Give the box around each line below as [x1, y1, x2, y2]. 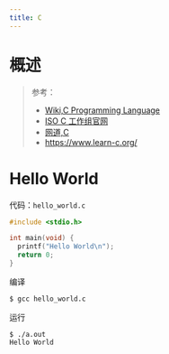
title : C [9, 13, 42, 23]
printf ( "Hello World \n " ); [17, 242, 115, 251]
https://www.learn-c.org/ [44, 136, 138, 147]
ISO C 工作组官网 [44, 115, 109, 126]
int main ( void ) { [9, 234, 75, 243]
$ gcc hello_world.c [9, 294, 87, 303]
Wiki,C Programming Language [44, 105, 160, 116]
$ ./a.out [9, 330, 47, 339]
